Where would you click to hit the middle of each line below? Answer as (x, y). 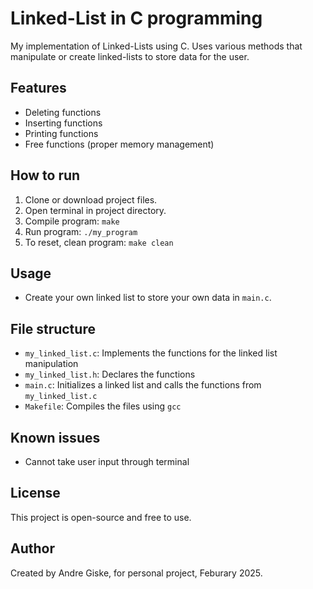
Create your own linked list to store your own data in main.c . (148, 298)
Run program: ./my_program (81, 231)
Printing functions (61, 133)
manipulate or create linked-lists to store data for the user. (130, 56)
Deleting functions (63, 112)
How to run (45, 175)
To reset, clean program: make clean (99, 242)
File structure (53, 328)
